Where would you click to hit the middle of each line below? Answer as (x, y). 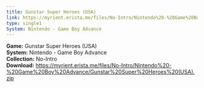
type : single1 (24, 23)
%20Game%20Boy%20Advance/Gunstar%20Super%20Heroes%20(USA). (101, 72)
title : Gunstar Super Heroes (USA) (51, 12)
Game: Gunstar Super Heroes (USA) (52, 46)
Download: (20, 66)
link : (13, 18)
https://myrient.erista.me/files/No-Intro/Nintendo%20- (104, 66)
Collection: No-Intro (32, 59)
